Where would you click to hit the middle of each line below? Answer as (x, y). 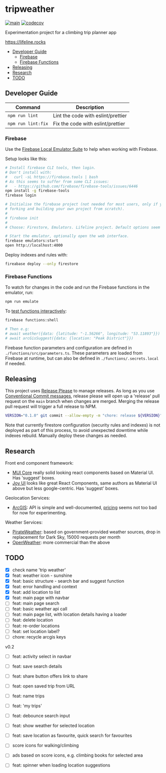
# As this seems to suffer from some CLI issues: (57, 181)
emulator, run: (19, 293)
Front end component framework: (40, 463)
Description (90, 107)
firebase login (21, 195)
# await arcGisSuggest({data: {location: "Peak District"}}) (69, 338)
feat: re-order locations (36, 626)
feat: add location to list (36, 592)
